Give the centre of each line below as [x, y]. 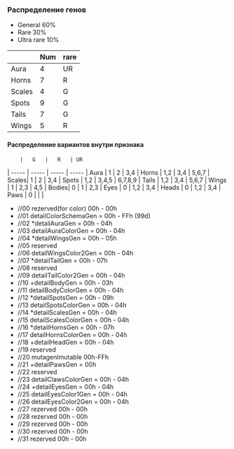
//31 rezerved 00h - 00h [52, 439]
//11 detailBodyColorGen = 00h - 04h [70, 290]
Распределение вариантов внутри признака [76, 144]
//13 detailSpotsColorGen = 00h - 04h [72, 305]
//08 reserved [37, 268]
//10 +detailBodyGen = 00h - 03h [65, 283]
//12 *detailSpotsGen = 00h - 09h [66, 297]
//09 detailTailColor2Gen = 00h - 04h [71, 275]
